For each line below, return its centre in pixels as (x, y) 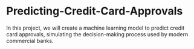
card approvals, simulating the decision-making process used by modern (97, 34)
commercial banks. (30, 41)
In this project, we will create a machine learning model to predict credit (95, 28)
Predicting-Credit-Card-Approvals (95, 11)
